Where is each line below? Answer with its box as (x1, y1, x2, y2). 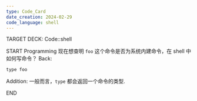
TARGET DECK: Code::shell (6, 36, 72, 43)
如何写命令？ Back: (6, 55, 52, 62)
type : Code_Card (6, 8, 46, 15)
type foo (6, 67, 28, 73)
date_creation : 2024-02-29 (6, 14, 72, 20)
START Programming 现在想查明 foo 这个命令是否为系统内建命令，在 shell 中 (6, 48, 192, 55)
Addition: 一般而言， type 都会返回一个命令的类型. (6, 78, 125, 85)
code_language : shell (6, 19, 59, 25)
